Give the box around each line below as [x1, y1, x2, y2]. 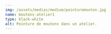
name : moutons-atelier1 [5, 12, 55, 17]
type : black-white [5, 16, 43, 21]
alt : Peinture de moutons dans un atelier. [5, 21, 97, 26]
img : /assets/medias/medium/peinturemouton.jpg [5, 7, 106, 12]
